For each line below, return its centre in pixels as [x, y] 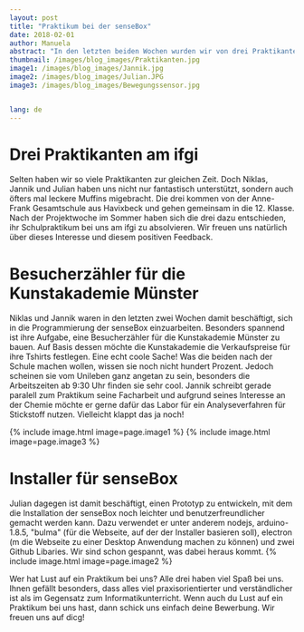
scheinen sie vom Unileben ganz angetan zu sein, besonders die [130, 376]
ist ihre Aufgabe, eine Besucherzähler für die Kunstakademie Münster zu [145, 337]
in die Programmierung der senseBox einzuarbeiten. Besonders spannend [147, 328]
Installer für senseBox [94, 478]
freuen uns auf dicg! [47, 617]
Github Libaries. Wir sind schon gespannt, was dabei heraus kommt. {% [143, 552]
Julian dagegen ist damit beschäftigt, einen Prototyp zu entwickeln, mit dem [151, 503]
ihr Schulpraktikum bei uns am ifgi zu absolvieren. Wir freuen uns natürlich [148, 228]
